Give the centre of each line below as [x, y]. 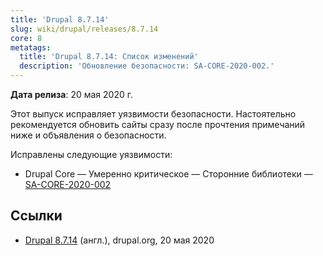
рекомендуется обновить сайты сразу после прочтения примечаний [158, 124]
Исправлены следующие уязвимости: [91, 154]
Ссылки [36, 216]
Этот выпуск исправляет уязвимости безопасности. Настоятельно [153, 114]
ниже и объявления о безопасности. [88, 135]
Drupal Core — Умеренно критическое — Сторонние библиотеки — [168, 174]
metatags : [31, 47]
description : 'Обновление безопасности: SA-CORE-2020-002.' [147, 66]
